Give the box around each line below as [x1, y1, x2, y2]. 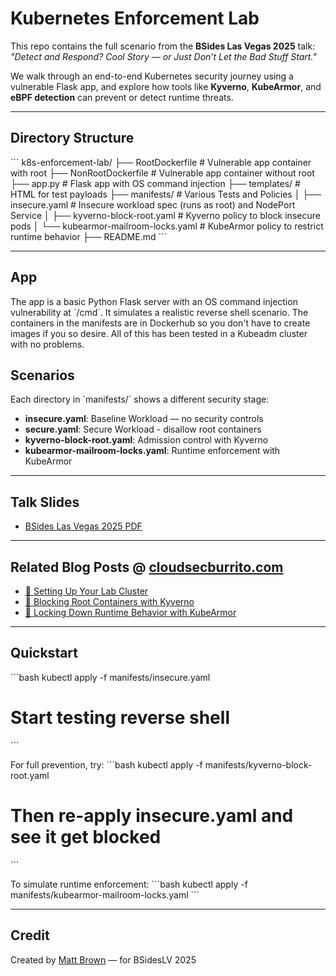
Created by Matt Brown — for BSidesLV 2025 [10, 953, 197, 966]
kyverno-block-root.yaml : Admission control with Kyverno [24, 434, 269, 446]
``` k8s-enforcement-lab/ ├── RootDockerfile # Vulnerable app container [10, 156, 312, 168]
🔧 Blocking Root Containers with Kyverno [24, 596, 195, 607]
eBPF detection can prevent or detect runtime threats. [10, 91, 234, 103]
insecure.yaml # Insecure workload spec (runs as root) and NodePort [10, 198, 296, 211]
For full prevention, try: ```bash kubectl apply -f [10, 758, 203, 771]
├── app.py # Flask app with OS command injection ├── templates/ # [10, 177, 301, 189]
